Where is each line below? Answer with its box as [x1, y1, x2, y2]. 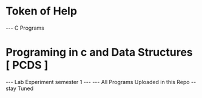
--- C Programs [5, 24, 45, 31]
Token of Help [5, 4, 77, 18]
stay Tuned [5, 85, 34, 92]
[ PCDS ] [5, 59, 49, 72]
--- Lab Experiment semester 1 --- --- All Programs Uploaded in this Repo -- [5, 78, 197, 85]
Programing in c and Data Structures [5, 45, 194, 59]
